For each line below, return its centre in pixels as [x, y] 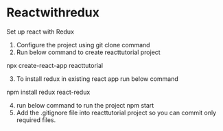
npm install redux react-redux [48, 92]
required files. [36, 120]
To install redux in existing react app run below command [97, 79]
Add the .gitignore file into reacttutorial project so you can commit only [116, 112]
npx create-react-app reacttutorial [55, 65]
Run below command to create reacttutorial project [88, 52]
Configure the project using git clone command [83, 45]
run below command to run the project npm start [85, 105]
